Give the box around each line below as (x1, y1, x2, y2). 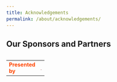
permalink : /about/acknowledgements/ (6, 16, 101, 22)
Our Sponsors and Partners (6, 39, 112, 49)
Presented (8, 61, 36, 68)
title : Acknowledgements (6, 10, 69, 16)
